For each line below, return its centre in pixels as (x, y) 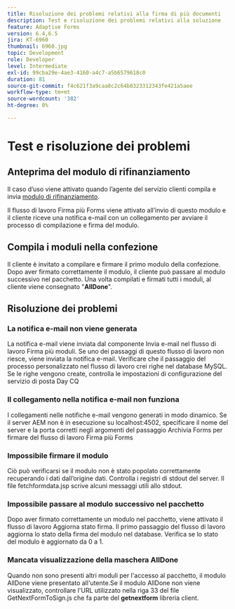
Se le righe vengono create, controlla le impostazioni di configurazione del (115, 374)
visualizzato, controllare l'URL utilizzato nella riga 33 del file (93, 590)
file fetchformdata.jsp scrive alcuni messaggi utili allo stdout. (95, 485)
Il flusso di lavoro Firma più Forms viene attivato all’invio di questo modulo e (117, 210)
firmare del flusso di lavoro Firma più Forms (70, 437)
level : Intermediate (38, 66)
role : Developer (31, 60)
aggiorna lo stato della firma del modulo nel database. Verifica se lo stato (113, 534)
